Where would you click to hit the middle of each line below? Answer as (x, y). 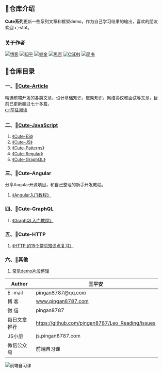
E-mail (15, 293)
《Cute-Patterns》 (28, 148)
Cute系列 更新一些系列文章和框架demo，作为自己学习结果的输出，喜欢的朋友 (81, 21)
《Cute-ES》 (22, 136)
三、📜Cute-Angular (28, 173)
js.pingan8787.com (58, 336)
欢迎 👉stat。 (18, 27)
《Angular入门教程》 (32, 195)
